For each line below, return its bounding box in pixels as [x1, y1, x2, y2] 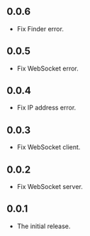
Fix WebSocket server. [16, 183, 83, 191]
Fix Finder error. [16, 24, 64, 33]
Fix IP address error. [16, 103, 77, 112]
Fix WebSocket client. [16, 143, 81, 151]
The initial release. [16, 222, 71, 230]
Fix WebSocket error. [16, 64, 79, 73]
